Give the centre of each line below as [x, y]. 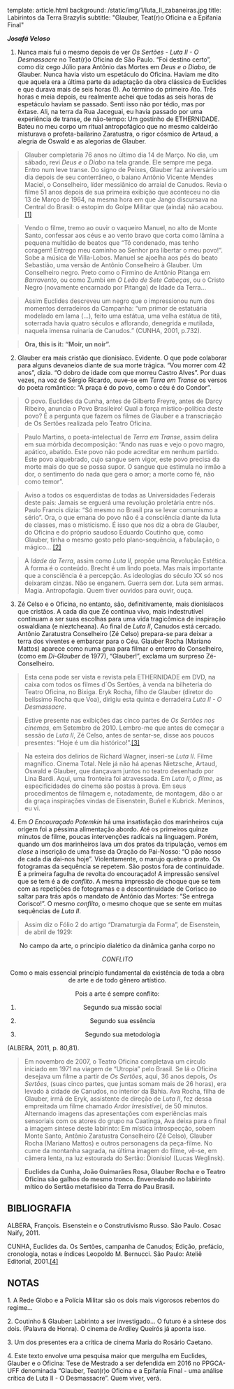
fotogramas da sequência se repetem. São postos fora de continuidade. [121, 866]
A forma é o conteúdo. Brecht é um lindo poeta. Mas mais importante [124, 568]
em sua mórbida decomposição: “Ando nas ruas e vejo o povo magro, [125, 444]
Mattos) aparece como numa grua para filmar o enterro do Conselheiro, [120, 649]
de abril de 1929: [49, 932]
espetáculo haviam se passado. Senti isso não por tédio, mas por [111, 104]
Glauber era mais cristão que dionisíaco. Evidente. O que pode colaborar [122, 358]
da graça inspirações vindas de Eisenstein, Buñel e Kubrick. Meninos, [124, 801]
